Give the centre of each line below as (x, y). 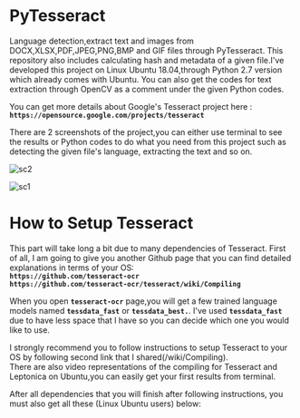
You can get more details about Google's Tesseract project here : (131, 106)
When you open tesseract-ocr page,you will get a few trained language (144, 301)
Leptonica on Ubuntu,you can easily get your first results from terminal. (143, 376)
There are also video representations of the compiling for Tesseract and (144, 366)
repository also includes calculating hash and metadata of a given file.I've (147, 60)
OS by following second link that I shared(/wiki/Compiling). (119, 357)
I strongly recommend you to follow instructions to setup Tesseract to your (149, 347)
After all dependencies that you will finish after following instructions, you (146, 394)
